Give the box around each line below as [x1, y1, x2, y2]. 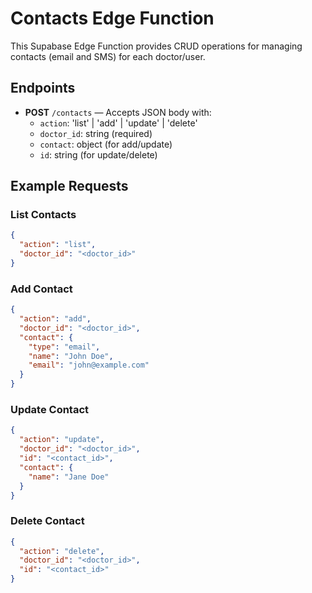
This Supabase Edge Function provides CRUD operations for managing [10, 40, 303, 52]
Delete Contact [10, 514, 85, 528]
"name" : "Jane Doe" [28, 472, 110, 482]
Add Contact [10, 282, 73, 296]
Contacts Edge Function [10, 7, 215, 30]
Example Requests [10, 178, 129, 195]
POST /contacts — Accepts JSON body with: [24, 106, 212, 118]
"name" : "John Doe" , [28, 351, 114, 361]
